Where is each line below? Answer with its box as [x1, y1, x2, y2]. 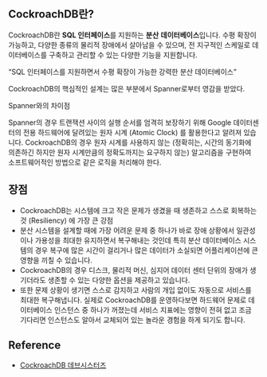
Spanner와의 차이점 [8, 100, 70, 110]
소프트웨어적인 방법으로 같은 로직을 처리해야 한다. [8, 157, 162, 167]
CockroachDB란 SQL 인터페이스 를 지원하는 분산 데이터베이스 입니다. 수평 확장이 [8, 30, 257, 40]
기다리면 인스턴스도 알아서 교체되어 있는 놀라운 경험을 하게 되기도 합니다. [19, 315, 245, 325]
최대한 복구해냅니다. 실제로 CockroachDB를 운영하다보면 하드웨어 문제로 [19, 295, 247, 305]
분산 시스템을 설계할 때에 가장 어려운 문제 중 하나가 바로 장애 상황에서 [19, 225, 235, 235]
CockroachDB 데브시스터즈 [19, 360, 107, 370]
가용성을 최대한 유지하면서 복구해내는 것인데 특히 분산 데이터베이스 [34, 235, 241, 245]
